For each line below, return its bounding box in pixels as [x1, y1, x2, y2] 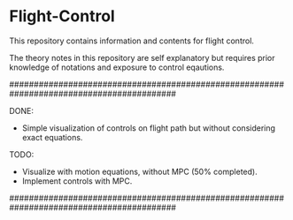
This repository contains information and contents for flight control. [9, 35, 255, 46]
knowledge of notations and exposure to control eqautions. [9, 62, 225, 72]
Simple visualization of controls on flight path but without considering [21, 122, 276, 133]
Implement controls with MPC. [21, 175, 133, 186]
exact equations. [21, 132, 83, 142]
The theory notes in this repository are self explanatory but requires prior [9, 52, 275, 63]
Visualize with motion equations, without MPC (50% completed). [21, 166, 258, 177]
